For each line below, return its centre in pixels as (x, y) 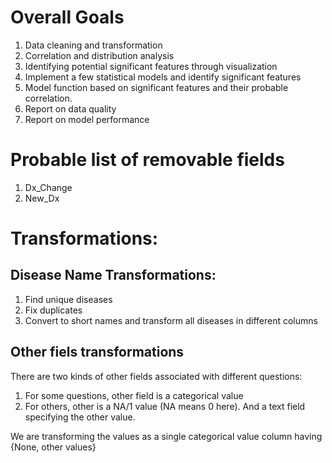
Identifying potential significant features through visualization (151, 66)
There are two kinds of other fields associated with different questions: (156, 376)
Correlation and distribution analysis (99, 55)
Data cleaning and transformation (93, 45)
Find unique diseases (68, 299)
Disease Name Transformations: (113, 275)
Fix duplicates (53, 310)
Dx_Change (48, 187)
